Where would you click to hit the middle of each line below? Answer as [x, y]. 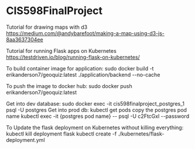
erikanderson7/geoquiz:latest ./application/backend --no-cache [83, 74]
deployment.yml [25, 140]
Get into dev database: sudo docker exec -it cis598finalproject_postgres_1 [95, 103]
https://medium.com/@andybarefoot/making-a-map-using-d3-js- [85, 33]
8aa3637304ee [25, 39]
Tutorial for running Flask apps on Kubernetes [61, 50]
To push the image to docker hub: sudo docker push [69, 86]
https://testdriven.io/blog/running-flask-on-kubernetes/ [73, 57]
